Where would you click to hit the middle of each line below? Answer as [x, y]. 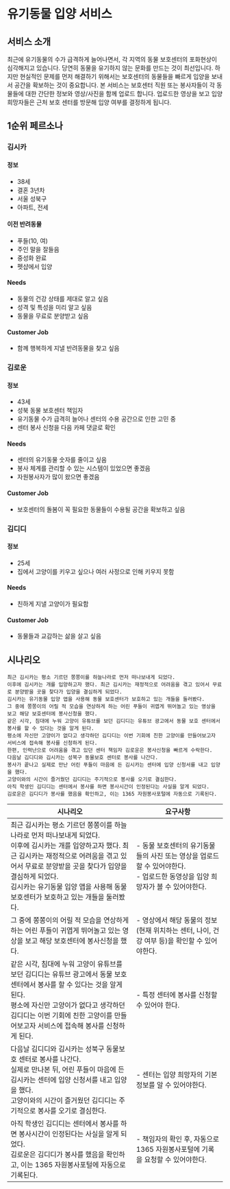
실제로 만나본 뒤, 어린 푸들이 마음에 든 [67, 1070]
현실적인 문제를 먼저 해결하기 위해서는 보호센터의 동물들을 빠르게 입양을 [115, 77]
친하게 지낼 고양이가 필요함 [53, 603]
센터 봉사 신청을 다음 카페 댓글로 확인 [66, 428]
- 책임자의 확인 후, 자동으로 [178, 1139]
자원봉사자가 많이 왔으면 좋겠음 [58, 477]
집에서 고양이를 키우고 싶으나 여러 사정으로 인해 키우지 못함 [95, 571]
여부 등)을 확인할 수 [174, 941]
